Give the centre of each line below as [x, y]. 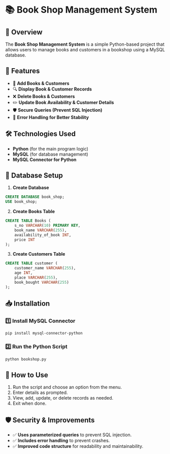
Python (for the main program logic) [50, 148]
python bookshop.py [26, 359]
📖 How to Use [27, 375]
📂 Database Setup [34, 176]
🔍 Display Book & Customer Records [52, 89]
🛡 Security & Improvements [50, 420]
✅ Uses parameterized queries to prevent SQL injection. [72, 435]
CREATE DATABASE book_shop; [35, 197]
